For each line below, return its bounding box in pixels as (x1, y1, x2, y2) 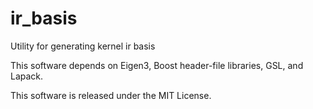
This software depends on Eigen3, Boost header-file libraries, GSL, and (10, 59, 304, 71)
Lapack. (10, 70, 44, 82)
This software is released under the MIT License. (10, 89, 212, 101)
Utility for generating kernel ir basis (10, 40, 156, 52)
